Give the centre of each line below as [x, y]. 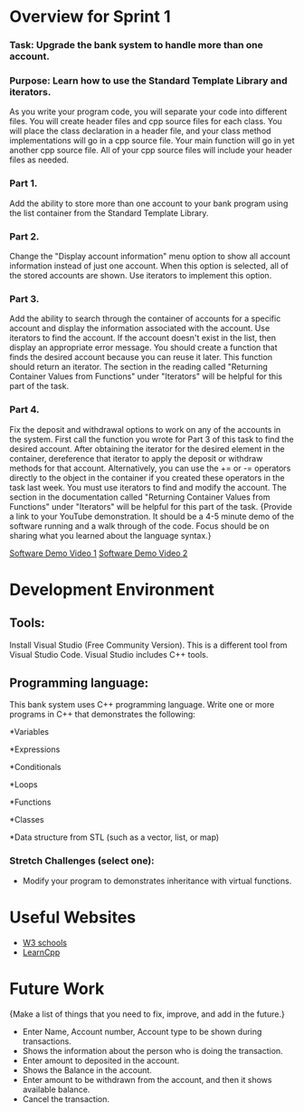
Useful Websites [73, 917]
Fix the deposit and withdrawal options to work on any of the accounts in [145, 429]
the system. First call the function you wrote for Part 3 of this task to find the [152, 439]
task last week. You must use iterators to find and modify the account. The [148, 487]
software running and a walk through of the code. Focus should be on [139, 526]
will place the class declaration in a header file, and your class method [140, 131]
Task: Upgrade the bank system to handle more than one [137, 45]
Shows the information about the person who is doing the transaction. [152, 1050]
